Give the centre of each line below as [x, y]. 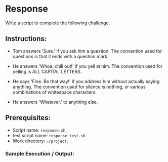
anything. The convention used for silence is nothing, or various [79, 87]
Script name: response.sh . [39, 130]
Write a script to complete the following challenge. [58, 23]
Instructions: [26, 39]
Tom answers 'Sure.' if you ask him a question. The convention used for [87, 51]
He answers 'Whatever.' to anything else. [55, 102]
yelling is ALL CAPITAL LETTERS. [47, 71]
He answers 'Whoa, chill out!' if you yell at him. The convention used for [88, 66]
